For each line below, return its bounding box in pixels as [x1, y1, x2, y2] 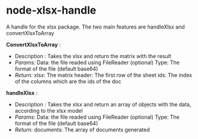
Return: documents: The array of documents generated [14, 126, 150, 133]
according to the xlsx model [14, 107, 83, 114]
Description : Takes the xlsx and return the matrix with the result [14, 52, 172, 59]
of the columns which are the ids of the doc [14, 78, 122, 85]
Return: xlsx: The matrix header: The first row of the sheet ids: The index [14, 71, 193, 78]
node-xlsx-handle [6, 4, 97, 17]
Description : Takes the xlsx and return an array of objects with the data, [14, 100, 191, 108]
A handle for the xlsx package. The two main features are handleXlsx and [6, 23, 185, 30]
